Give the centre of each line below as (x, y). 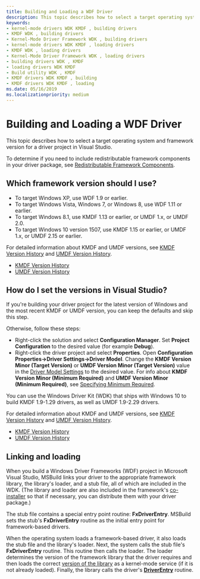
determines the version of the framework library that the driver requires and (99, 558)
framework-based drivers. (38, 527)
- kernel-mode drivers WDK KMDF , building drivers (71, 28)
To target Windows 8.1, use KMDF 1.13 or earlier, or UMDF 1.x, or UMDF (101, 217)
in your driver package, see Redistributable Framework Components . (91, 165)
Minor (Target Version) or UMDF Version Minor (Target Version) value (102, 365)
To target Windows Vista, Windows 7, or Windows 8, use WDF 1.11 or (99, 204)
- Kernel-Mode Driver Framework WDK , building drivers (77, 39)
